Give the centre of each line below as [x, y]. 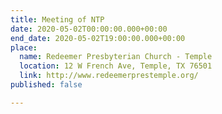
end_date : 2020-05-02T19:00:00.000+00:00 [98, 38]
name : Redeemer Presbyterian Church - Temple [116, 57]
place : [24, 47]
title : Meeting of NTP [57, 19]
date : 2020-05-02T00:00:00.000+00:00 [89, 29]
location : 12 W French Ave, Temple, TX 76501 [116, 66]
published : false [46, 85]
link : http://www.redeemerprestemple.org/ [109, 76]
